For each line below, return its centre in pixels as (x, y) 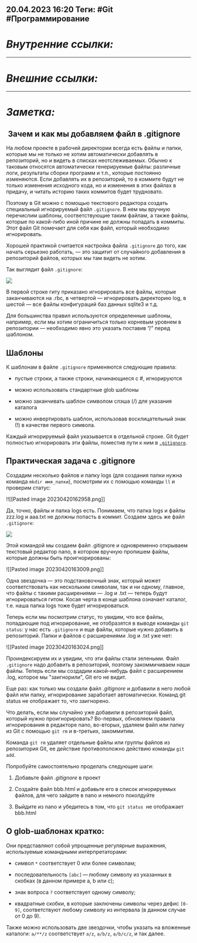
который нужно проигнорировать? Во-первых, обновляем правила (91, 718)
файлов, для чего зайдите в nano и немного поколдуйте (85, 795)
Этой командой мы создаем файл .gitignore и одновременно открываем (97, 545)
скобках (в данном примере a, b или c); (64, 881)
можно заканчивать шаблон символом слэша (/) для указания (93, 401)
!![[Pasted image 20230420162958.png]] (56, 499)
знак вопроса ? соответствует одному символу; (75, 892)
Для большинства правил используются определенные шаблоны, (89, 316)
